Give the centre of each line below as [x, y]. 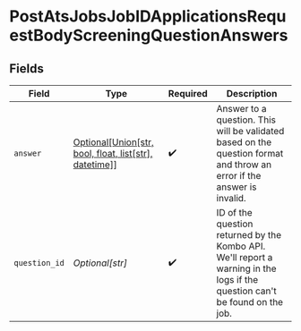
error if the [239, 176]
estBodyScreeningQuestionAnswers [149, 35]
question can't [247, 291]
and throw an [244, 165]
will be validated [250, 131]
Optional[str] [100, 263]
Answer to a [241, 109]
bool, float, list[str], [113, 153]
